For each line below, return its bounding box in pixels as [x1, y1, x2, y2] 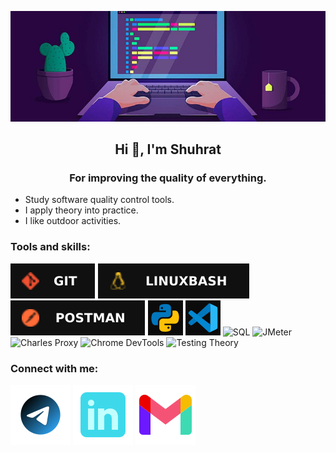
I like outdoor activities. [24, 215, 122, 227]
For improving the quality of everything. [69, 171, 267, 185]
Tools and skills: [10, 240, 91, 254]
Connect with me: [10, 361, 99, 375]
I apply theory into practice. [24, 204, 139, 216]
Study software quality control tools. [24, 194, 175, 206]
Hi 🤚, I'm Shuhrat [114, 141, 222, 158]
